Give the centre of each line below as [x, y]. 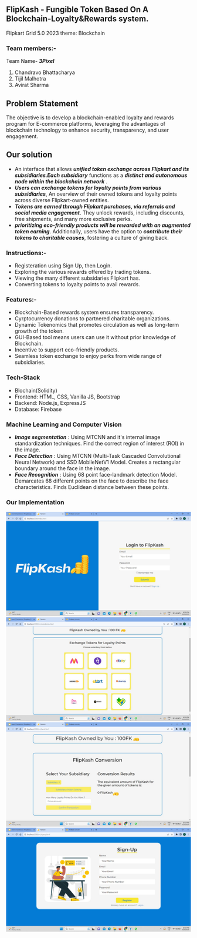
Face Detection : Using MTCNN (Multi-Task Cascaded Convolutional [97, 455]
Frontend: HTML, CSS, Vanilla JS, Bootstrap [67, 397]
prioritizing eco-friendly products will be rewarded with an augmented [102, 225]
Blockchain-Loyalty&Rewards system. [77, 19]
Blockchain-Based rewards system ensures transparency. [84, 312]
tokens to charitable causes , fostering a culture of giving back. [91, 237]
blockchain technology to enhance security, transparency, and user [87, 130]
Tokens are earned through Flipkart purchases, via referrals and [95, 206]
